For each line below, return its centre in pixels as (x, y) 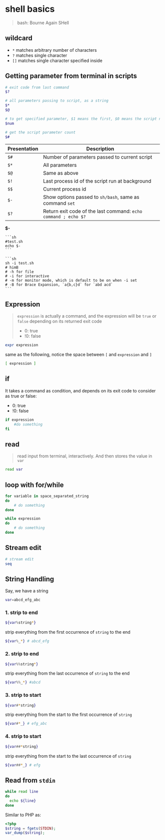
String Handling (30, 579)
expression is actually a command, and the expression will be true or (87, 316)
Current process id (65, 189)
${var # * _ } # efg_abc (26, 724)
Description (100, 149)
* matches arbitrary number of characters (55, 50)
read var (14, 469)
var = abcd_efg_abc (23, 600)
